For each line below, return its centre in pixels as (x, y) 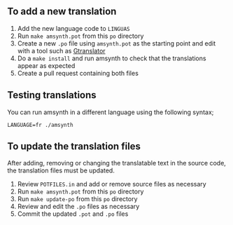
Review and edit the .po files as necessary (78, 207)
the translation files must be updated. (61, 170)
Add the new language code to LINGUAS (73, 28)
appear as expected (46, 65)
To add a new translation (62, 12)
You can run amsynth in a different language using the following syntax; (111, 112)
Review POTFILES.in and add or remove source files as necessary (112, 184)
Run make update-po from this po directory (77, 199)
